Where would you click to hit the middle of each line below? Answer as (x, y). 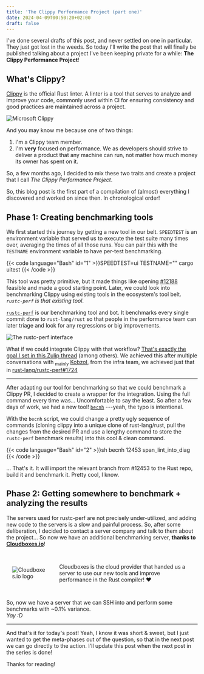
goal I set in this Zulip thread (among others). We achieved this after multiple (102, 356)
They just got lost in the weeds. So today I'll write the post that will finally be (101, 47)
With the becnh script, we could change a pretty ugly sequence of (88, 418)
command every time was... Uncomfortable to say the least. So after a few (99, 400)
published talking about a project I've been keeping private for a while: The (100, 54)
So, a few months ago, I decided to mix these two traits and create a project (101, 174)
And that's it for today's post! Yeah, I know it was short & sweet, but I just (98, 633)
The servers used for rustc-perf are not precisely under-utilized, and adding (101, 518)
